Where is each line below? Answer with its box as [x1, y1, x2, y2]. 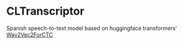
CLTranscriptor [6, 4, 84, 18]
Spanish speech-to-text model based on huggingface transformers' [6, 24, 177, 32]
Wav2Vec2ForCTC [6, 31, 53, 38]
